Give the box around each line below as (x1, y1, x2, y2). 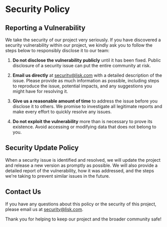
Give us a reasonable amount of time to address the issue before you (12, 98, 158, 104)
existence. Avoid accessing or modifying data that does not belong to (12, 124, 157, 130)
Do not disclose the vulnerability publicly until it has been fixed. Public (12, 57, 161, 63)
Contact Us (5, 187, 41, 196)
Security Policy (5, 4, 70, 15)
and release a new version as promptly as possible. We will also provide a (5, 162, 158, 168)
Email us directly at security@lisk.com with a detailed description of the (12, 72, 162, 78)
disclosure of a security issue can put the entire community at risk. (12, 63, 151, 68)
